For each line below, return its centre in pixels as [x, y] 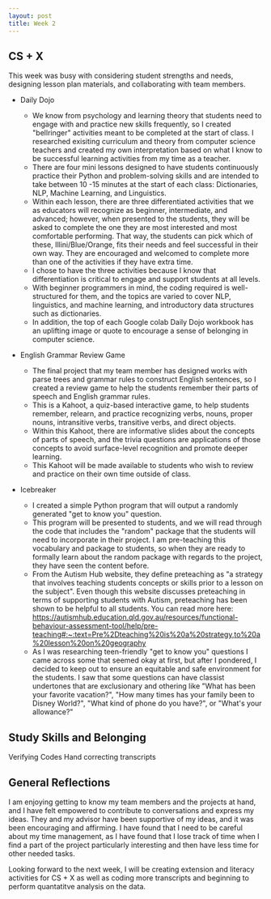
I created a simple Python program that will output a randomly [135, 505]
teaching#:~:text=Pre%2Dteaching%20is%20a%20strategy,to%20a [146, 635]
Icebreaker [38, 490]
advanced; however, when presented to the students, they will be [141, 219]
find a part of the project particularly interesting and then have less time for [133, 845]
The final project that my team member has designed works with [140, 371]
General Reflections [59, 782]
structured [49, 296]
